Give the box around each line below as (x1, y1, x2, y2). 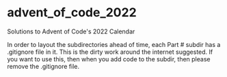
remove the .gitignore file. (7, 62, 80, 70)
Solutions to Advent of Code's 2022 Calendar (7, 27, 135, 35)
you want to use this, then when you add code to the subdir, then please (7, 55, 211, 63)
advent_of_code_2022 (7, 5, 137, 20)
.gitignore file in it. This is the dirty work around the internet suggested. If (7, 48, 213, 56)
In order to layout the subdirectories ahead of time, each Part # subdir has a (7, 40, 221, 48)
